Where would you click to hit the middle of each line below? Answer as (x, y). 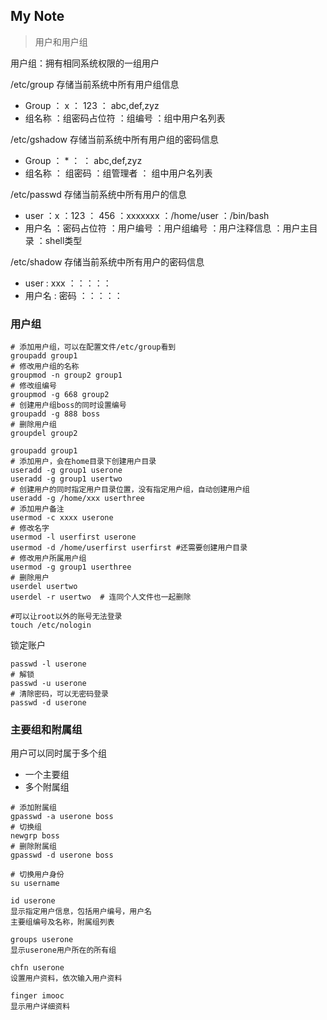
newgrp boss (35, 836)
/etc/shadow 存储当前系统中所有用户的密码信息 (107, 261)
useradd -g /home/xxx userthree (77, 499)
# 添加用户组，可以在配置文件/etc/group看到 (93, 347)
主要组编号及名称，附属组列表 (62, 922)
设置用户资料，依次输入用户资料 (66, 979)
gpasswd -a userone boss (62, 817)
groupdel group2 (44, 434)
